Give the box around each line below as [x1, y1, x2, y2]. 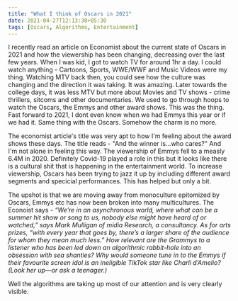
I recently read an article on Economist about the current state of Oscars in [8, 43, 227, 52]
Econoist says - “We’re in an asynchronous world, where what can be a [8, 206, 218, 215]
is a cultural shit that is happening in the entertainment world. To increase [8, 162, 222, 171]
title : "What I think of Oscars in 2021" [8, 10, 132, 18]
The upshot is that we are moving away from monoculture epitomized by [8, 191, 220, 199]
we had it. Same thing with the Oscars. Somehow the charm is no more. [8, 118, 217, 127]
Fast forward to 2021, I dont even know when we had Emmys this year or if [8, 110, 226, 119]
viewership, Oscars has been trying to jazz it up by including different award [8, 169, 231, 178]
